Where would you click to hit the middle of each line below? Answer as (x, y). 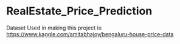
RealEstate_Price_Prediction (79, 11)
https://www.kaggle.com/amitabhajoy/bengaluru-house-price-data (90, 34)
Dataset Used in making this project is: (55, 28)
